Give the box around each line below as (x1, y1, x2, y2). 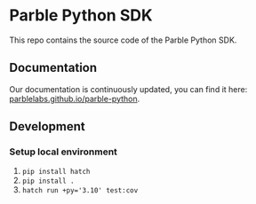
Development (9, 119, 86, 134)
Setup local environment (9, 145, 118, 158)
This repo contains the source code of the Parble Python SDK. (9, 35, 237, 45)
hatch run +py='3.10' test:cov (21, 186, 139, 195)
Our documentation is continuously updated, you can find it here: (9, 83, 248, 94)
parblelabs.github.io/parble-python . (9, 93, 140, 104)
